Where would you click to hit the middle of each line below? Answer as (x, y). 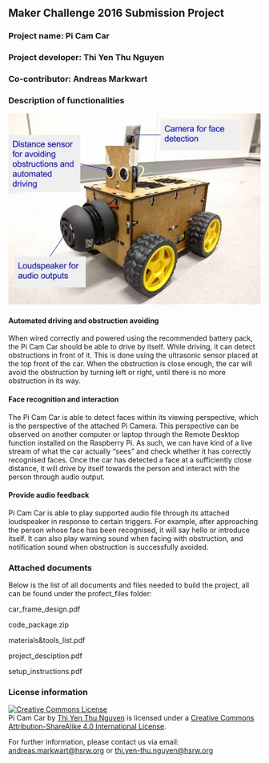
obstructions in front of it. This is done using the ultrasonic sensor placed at (133, 355)
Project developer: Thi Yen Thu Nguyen (86, 58)
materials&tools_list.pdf (47, 640)
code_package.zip (39, 625)
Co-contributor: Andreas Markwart (78, 79)
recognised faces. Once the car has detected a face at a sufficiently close (130, 459)
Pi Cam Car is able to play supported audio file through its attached (119, 513)
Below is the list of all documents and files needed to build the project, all (129, 585)
